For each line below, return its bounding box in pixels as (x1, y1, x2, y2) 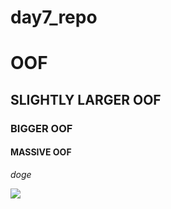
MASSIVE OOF (10, 146, 72, 158)
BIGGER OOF (10, 121, 73, 135)
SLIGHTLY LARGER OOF (10, 91, 162, 108)
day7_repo (10, 6, 98, 29)
